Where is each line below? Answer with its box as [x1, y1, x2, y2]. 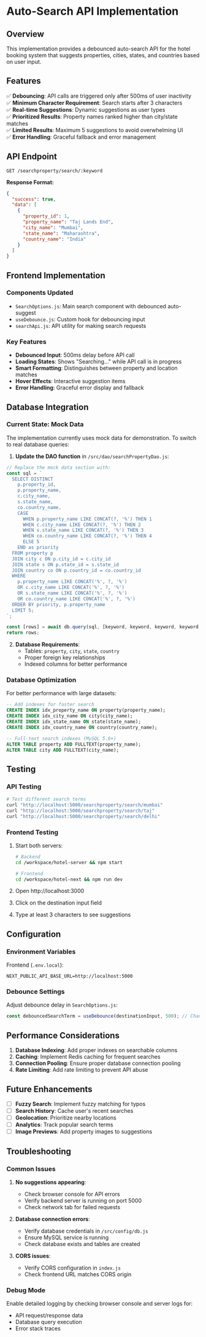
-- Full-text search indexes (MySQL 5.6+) [6, 735, 116, 741]
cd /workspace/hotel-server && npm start [15, 859, 123, 865]
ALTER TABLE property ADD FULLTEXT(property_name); [6, 741, 141, 747]
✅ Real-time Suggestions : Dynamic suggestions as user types [6, 106, 166, 113]
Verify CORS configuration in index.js [24, 1264, 121, 1271]
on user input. [6, 58, 42, 65]
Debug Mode [6, 1285, 46, 1294]
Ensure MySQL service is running [24, 1233, 109, 1241]
